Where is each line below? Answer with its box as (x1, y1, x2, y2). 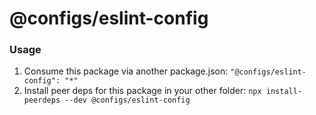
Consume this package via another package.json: (23, 65, 229, 77)
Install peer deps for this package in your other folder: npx (23, 85, 262, 97)
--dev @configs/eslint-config (64, 95, 191, 106)
